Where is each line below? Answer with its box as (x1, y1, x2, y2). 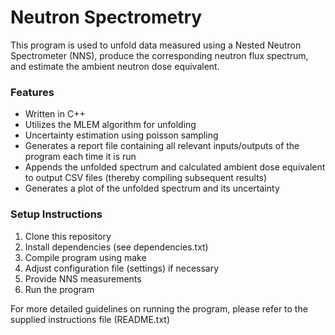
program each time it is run (24, 151, 137, 163)
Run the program (24, 283, 95, 295)
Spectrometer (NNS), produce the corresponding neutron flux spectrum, (10, 49, 309, 61)
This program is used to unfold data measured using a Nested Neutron (10, 39, 302, 51)
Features (10, 85, 55, 99)
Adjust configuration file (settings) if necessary (24, 262, 220, 274)
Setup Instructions (10, 207, 103, 221)
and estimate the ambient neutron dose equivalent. (10, 60, 220, 72)
